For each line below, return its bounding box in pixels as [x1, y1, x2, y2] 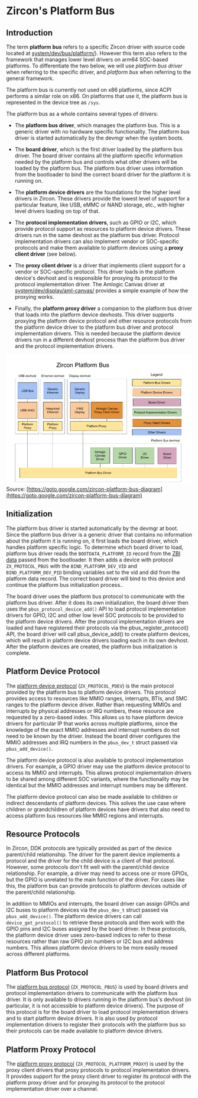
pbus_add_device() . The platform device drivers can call [6, 913, 142, 920]
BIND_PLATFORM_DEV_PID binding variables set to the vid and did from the [6, 569, 180, 576]
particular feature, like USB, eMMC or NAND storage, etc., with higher [14, 201, 185, 208]
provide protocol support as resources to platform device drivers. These [14, 225, 191, 232]
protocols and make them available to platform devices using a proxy [14, 244, 183, 251]
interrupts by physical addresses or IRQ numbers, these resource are [6, 707, 174, 714]
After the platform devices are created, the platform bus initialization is [6, 643, 178, 650]
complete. [6, 649, 31, 656]
